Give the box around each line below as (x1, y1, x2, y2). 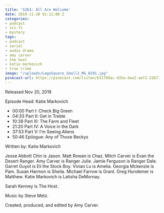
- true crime (5, 67, 32, 71)
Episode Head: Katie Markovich (5, 98, 68, 104)
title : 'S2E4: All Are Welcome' (5, 7, 71, 12)
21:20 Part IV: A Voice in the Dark (12, 123, 79, 129)
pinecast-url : (5, 75, 34, 80)
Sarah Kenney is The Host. (5, 183, 59, 189)
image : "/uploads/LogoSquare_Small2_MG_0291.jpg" (5, 71, 108, 76)
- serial (5, 44, 23, 48)
